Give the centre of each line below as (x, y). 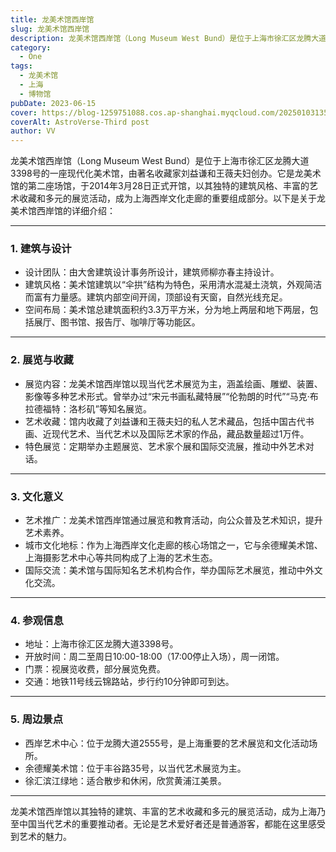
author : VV (33, 131)
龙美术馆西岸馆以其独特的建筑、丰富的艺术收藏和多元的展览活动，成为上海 (163, 811)
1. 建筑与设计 (41, 249)
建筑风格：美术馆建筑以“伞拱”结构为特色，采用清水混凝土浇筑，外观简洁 (173, 285)
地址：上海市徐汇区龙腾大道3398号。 (101, 644)
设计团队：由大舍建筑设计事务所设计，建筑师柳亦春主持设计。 (152, 272)
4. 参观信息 (37, 620)
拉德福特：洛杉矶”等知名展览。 (88, 408)
